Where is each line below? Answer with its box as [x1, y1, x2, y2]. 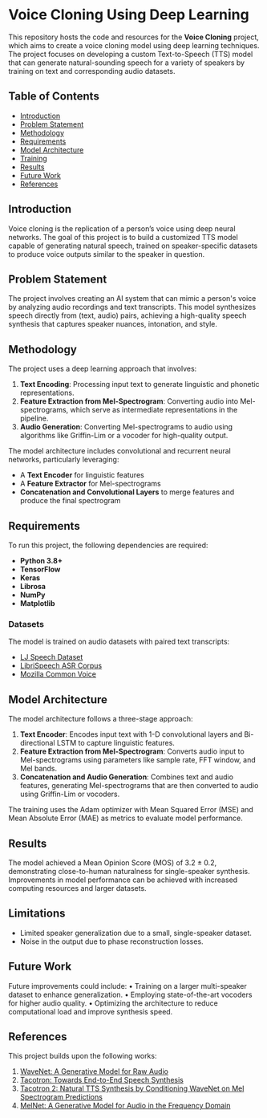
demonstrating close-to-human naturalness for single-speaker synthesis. [8, 866, 250, 876]
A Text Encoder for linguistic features [19, 470, 144, 480]
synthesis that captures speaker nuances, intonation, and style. [8, 319, 218, 329]
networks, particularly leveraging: [8, 455, 119, 465]
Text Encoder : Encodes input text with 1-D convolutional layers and [19, 730, 243, 739]
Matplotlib [19, 599, 55, 608]
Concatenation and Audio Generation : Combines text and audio [19, 772, 234, 782]
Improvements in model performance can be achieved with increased [8, 875, 238, 884]
